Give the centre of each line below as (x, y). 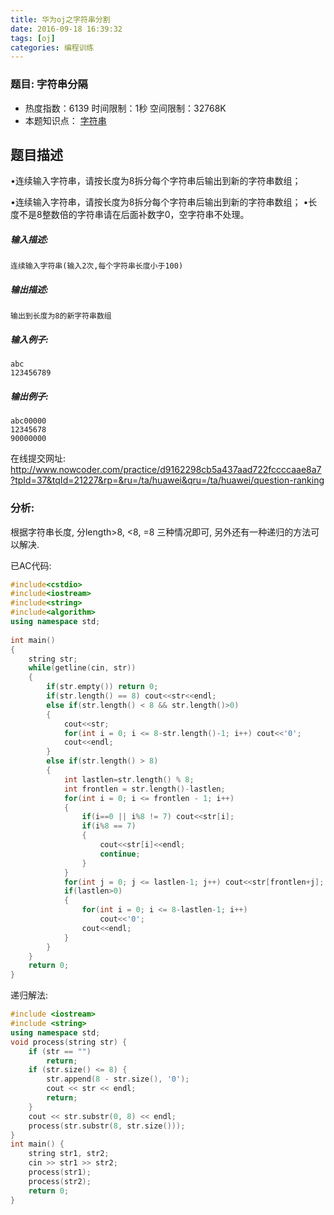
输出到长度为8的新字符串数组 (61, 316)
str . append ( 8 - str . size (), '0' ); (118, 1079)
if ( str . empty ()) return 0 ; (102, 687)
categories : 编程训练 (52, 47)
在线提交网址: (38, 458)
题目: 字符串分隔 (49, 84)
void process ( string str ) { (69, 1042)
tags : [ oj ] (33, 38)
